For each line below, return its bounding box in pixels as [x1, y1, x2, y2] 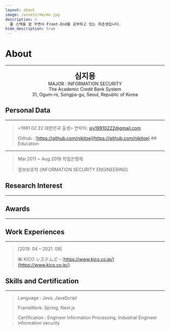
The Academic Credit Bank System [49, 86, 121, 92]
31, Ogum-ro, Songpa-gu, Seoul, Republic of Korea [32, 92, 138, 98]
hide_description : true [5, 26, 56, 31]
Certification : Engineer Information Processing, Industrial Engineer [17, 315, 157, 321]
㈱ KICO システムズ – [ [17, 256, 64, 263]
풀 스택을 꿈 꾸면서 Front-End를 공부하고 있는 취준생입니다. [10, 21, 121, 27]
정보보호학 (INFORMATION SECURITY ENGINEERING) [17, 166, 128, 172]
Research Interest [5, 181, 63, 190]
